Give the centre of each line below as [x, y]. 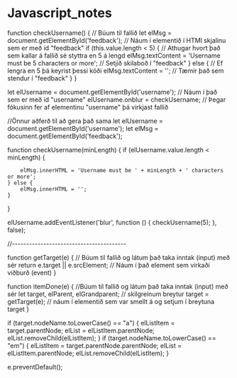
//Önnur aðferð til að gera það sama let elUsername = [85, 121]
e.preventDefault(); [35, 367]
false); [17, 230]
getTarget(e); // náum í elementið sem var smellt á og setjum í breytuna [111, 301]
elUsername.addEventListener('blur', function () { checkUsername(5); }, [112, 222]
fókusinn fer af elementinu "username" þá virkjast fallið [88, 107]
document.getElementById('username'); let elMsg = [83, 128]
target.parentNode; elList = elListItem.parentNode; [81, 330]
